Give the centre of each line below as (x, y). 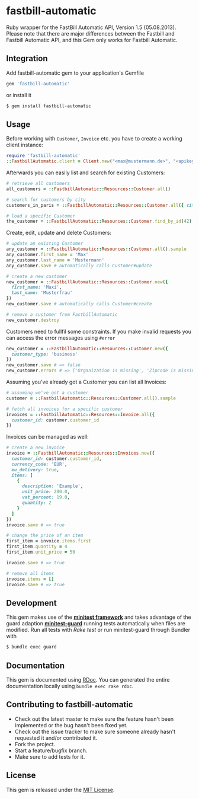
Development (32, 603)
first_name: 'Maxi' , (37, 287)
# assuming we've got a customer (47, 393)
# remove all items (30, 573)
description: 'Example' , (52, 486)
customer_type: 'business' (45, 354)
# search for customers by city (46, 200)
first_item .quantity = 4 (37, 546)
